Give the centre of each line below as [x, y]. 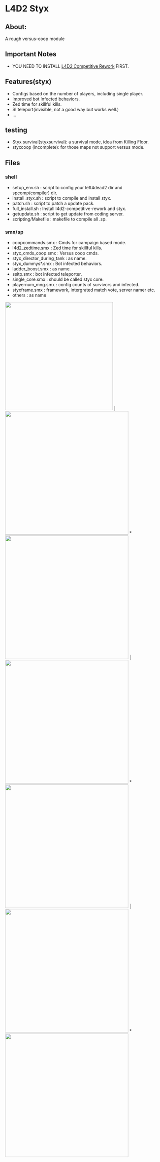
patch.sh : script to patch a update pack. [53, 204]
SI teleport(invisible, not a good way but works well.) [65, 109]
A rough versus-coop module [35, 39]
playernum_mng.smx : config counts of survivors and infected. [76, 285]
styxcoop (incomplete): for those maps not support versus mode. [78, 147]
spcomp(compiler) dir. [35, 193]
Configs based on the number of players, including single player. [78, 93]
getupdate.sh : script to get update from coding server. [68, 214]
